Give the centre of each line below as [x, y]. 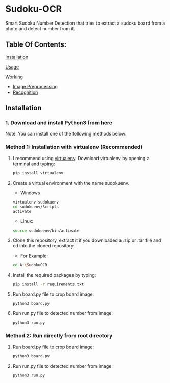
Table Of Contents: [36, 45]
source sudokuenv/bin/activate [46, 231]
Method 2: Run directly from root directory [59, 335]
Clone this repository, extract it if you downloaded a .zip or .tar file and [87, 240]
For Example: [34, 256]
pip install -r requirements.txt [48, 284]
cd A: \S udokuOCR [30, 265]
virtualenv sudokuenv [35, 202]
